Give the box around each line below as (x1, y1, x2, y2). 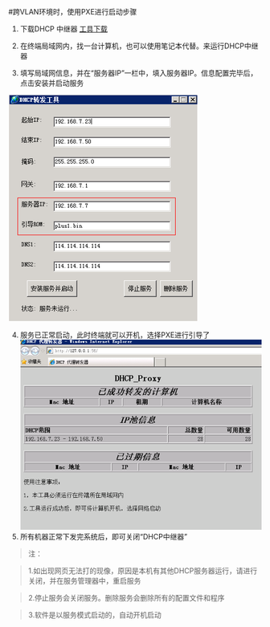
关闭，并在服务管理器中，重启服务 (27, 576, 141, 586)
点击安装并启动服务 (19, 79, 84, 88)
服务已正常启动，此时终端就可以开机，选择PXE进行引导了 (19, 330, 211, 340)
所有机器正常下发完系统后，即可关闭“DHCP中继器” (19, 532, 187, 542)
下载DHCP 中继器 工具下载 (19, 24, 108, 34)
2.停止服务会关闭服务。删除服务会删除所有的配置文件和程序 (27, 593, 225, 603)
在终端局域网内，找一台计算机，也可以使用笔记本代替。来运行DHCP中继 (19, 41, 259, 51)
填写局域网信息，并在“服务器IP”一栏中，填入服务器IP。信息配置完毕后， (19, 68, 258, 78)
